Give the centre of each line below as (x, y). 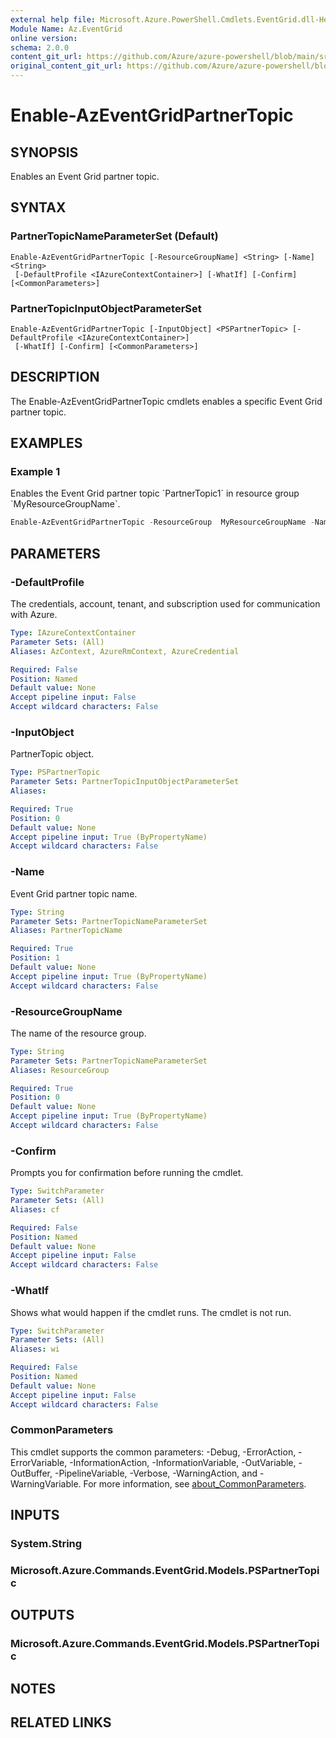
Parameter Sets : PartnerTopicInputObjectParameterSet (125, 782)
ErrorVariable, (39, 1462)
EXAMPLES (46, 443)
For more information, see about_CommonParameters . (195, 1483)
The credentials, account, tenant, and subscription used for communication (165, 604)
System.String (46, 1544)
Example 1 (35, 472)
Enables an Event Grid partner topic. (85, 176)
